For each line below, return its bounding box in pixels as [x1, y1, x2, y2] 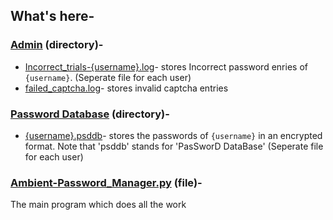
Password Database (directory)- [10, 107, 170, 121]
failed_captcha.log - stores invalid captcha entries [24, 82, 229, 94]
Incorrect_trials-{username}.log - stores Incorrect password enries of [24, 60, 308, 73]
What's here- [10, 8, 95, 25]
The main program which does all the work [10, 199, 187, 211]
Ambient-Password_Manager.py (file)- [10, 175, 203, 189]
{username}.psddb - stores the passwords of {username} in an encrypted [24, 129, 323, 141]
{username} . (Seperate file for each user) [24, 71, 192, 83]
